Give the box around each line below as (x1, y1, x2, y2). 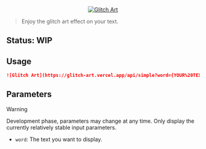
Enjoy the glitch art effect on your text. (21, 18, 118, 25)
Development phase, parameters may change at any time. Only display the (6, 117, 195, 125)
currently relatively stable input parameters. (6, 123, 116, 131)
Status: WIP (6, 35, 53, 46)
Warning (6, 105, 28, 112)
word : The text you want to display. (15, 136, 102, 143)
